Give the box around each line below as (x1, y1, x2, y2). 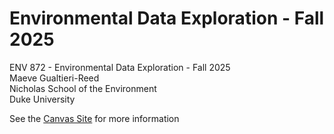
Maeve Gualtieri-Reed (9, 72, 100, 84)
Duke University (9, 93, 76, 105)
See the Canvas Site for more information (9, 112, 180, 124)
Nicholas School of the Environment (9, 82, 157, 94)
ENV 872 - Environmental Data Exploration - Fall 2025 (9, 61, 231, 73)
